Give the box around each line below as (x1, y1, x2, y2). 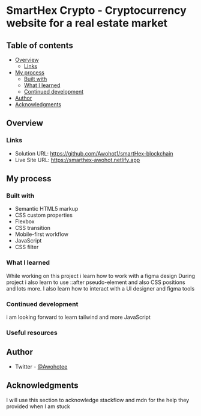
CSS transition (14, 225, 51, 232)
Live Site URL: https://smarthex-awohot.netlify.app (14, 156, 140, 163)
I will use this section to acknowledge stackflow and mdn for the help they (6, 396, 190, 403)
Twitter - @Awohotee (14, 363, 68, 370)
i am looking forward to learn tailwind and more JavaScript (6, 313, 151, 321)
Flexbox (14, 218, 35, 225)
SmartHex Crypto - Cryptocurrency (6, 4, 187, 17)
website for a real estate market (6, 16, 168, 30)
